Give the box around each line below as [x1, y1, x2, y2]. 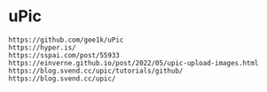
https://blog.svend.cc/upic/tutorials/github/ [8, 66, 184, 75]
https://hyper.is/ [8, 42, 76, 52]
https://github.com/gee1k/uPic [8, 35, 124, 44]
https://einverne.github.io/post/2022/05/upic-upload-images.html [8, 58, 259, 67]
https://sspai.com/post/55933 [8, 50, 121, 59]
